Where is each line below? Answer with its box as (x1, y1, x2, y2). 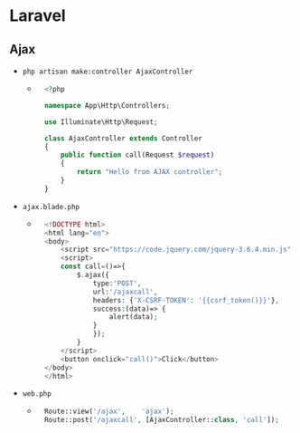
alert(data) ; (108, 313, 158, 322)
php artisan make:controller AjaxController (22, 67, 193, 76)
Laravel (9, 5, 66, 26)
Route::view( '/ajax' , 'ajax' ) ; (43, 407, 174, 417)
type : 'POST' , (92, 278, 142, 288)
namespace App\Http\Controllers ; (43, 101, 170, 110)
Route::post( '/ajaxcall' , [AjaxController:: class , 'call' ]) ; (43, 416, 280, 425)
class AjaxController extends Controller (43, 133, 203, 143)
